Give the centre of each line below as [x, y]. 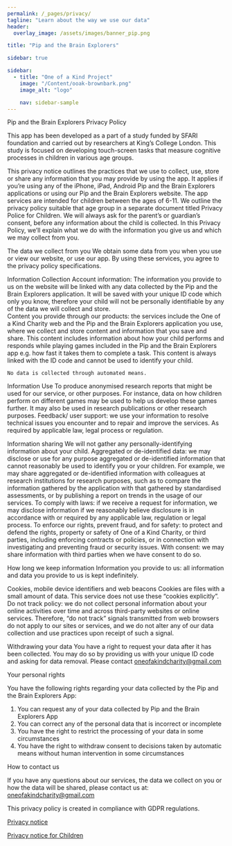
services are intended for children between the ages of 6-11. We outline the [114, 201]
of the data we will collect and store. [59, 309]
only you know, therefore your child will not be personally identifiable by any [116, 301]
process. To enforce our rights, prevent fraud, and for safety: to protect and [115, 525]
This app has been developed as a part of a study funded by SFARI [102, 135]
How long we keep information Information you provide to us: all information [116, 568]
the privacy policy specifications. [54, 266]
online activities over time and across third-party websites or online [103, 611]
